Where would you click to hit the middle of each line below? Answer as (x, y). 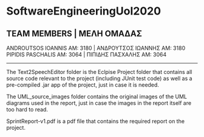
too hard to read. (27, 109)
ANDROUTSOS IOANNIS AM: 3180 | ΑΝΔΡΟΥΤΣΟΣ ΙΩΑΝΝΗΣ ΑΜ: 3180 (96, 48)
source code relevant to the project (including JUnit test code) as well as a (99, 78)
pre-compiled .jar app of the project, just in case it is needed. (83, 85)
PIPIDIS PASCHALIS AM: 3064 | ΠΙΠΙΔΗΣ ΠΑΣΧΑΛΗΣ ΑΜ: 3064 (87, 55)
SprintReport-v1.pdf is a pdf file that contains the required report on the (96, 121)
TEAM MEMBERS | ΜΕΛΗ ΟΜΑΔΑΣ (74, 34)
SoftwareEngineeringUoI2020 (84, 11)
